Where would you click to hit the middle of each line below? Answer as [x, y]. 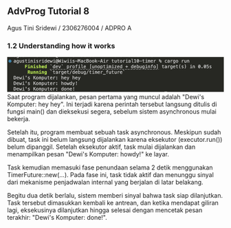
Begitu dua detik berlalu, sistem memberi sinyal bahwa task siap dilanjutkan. [115, 196]
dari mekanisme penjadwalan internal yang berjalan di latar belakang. [106, 183]
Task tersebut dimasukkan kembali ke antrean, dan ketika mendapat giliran [113, 203]
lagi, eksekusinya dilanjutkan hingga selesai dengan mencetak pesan [105, 210]
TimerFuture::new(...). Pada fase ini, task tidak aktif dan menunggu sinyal [111, 175]
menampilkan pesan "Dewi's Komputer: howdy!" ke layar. [88, 154]
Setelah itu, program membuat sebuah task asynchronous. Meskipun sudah [114, 132]
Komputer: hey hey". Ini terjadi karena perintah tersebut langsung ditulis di [112, 104]
